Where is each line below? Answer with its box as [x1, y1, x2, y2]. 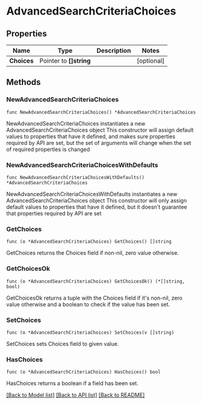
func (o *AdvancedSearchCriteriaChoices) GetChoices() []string [6, 238, 172, 245]
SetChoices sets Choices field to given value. [6, 340, 119, 347]
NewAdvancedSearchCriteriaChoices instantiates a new [6, 120, 146, 127]
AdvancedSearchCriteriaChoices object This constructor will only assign [6, 197, 187, 204]
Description [96, 47, 131, 55]
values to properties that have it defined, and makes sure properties [6, 132, 175, 140]
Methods [6, 77, 41, 87]
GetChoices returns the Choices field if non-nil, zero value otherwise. [6, 249, 180, 257]
